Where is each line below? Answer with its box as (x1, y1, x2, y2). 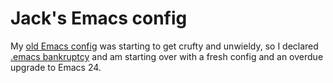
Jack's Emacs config (10, 7, 188, 30)
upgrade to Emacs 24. (10, 61, 102, 73)
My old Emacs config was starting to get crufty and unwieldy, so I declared (10, 40, 319, 52)
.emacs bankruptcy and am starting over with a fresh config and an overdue (10, 50, 324, 62)
